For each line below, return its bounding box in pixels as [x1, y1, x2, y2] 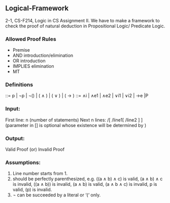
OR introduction [12, 58, 46, 64]
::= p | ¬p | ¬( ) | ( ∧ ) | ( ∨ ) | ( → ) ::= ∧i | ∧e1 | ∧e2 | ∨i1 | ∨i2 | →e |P [5, 93, 149, 99]
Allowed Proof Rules [5, 35, 57, 43]
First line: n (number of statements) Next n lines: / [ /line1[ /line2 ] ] [5, 116, 143, 123]
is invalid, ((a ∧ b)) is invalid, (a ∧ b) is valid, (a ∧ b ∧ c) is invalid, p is [12, 181, 157, 187]
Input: [5, 105, 20, 112]
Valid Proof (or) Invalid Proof [5, 146, 65, 152]
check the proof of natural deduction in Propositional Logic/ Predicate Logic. [5, 23, 165, 29]
